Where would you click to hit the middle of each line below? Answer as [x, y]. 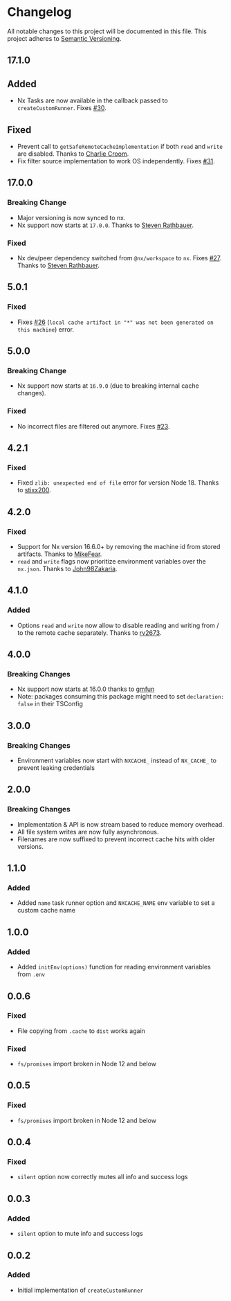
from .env [31, 974]
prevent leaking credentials [56, 768]
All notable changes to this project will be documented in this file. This [107, 31]
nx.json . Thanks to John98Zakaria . [67, 568]
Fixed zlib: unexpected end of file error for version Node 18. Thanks [118, 483]
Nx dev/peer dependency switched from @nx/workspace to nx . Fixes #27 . [119, 258]
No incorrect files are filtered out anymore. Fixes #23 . [93, 426]
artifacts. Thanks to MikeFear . [59, 554]
